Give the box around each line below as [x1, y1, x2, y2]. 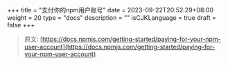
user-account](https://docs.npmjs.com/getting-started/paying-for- [24, 43, 216, 51]
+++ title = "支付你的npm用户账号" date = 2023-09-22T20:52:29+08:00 [7, 6, 213, 14]
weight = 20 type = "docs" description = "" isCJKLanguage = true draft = [7, 14, 217, 22]
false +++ [7, 21, 35, 29]
